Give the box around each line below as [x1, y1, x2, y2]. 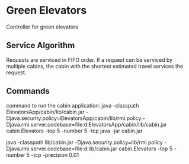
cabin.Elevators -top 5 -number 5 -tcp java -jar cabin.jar [6, 127, 143, 134]
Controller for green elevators [6, 23, 79, 30]
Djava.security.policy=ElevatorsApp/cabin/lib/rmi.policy [6, 114, 142, 122]
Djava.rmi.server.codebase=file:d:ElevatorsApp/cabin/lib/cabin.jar [6, 121, 167, 128]
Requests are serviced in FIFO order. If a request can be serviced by [6, 56, 173, 63]
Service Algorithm [6, 40, 75, 51]
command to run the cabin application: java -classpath [6, 102, 139, 109]
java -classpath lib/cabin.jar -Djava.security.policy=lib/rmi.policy [6, 138, 163, 146]
